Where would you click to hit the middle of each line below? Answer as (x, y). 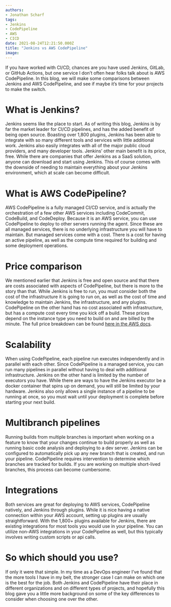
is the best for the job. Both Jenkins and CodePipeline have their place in (82, 583)
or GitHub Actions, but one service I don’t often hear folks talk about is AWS (85, 73)
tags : (11, 19)
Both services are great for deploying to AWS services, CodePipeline (78, 505)
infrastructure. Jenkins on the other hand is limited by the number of (77, 375)
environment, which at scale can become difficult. (58, 173)
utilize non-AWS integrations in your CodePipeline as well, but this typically (84, 532)
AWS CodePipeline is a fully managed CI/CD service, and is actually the (80, 208)
